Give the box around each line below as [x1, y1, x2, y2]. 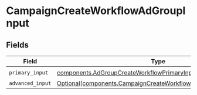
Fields [6, 40, 29, 50]
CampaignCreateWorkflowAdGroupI [6, 4, 186, 18]
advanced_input [9, 80, 52, 86]
